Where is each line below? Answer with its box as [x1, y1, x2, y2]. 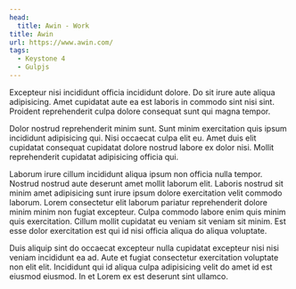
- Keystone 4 [17, 54, 66, 63]
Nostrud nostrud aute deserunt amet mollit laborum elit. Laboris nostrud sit [9, 178, 284, 189]
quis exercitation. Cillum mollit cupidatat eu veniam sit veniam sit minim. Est [9, 215, 287, 227]
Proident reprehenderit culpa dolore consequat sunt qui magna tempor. [9, 106, 271, 116]
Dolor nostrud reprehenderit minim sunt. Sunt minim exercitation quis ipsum [9, 123, 287, 133]
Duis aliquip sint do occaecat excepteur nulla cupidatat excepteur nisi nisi [9, 242, 279, 253]
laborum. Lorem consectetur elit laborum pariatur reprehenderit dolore [9, 197, 268, 207]
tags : [9, 46, 29, 55]
